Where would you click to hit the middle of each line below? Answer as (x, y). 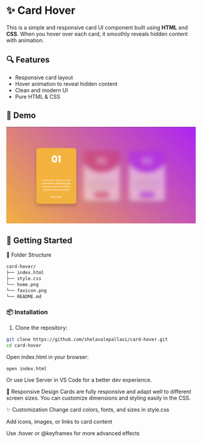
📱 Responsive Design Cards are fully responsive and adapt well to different (99, 392)
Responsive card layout (44, 77)
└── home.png (23, 285)
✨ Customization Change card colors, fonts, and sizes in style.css (88, 410)
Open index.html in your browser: (47, 357)
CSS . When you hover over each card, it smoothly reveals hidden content (97, 34)
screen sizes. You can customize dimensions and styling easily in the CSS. (99, 398)
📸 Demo (21, 116)
